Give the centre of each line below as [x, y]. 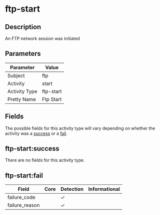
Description [23, 27]
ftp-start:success [32, 149]
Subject [16, 75]
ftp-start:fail [24, 175]
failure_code [22, 198]
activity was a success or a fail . [36, 133]
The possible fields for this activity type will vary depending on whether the [80, 128]
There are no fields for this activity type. [45, 160]
